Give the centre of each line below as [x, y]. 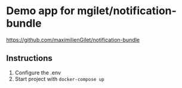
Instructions [29, 58]
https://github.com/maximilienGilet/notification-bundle [73, 40]
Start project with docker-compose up [59, 79]
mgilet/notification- [127, 11]
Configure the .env [38, 73]
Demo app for [41, 11]
